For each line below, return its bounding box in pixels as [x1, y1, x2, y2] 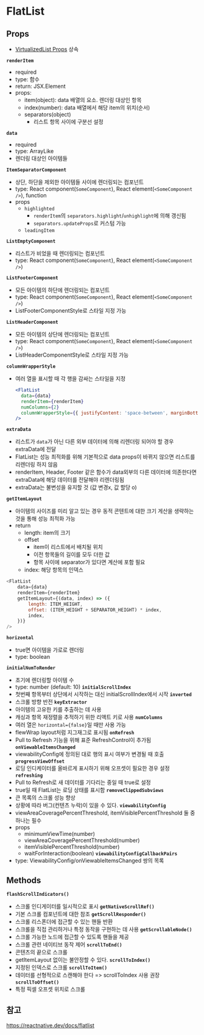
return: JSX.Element [15, 82, 66, 90]
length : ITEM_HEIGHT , [28, 601, 83, 607]
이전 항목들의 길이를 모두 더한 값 [33, 551, 110, 558]
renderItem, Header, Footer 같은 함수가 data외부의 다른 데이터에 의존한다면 [15, 468, 197, 476]
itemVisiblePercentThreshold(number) [24, 843, 120, 851]
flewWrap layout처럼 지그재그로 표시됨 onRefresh [15, 728, 135, 736]
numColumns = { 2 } [21, 404, 60, 410]
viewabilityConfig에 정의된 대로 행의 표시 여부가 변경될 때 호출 [15, 750, 164, 758]
